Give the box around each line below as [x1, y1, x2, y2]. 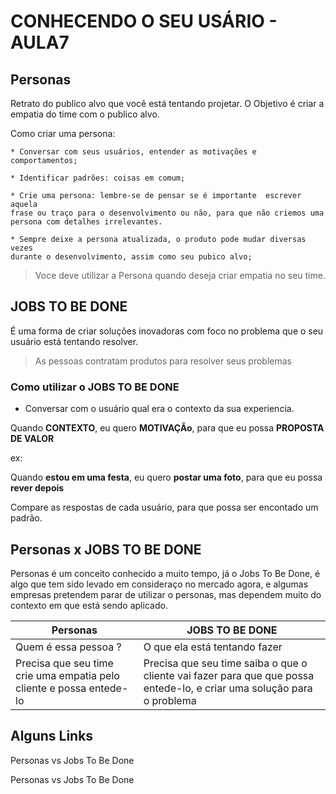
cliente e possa [15, 681, 87, 695]
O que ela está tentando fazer [143, 640, 283, 654]
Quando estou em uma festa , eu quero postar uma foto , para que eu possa [10, 471, 323, 484]
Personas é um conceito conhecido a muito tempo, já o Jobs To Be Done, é [10, 567, 321, 579]
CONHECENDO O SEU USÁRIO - [10, 10, 278, 33]
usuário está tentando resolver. [10, 335, 139, 347]
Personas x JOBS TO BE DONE [10, 541, 202, 558]
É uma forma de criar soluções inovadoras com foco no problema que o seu [10, 325, 324, 337]
